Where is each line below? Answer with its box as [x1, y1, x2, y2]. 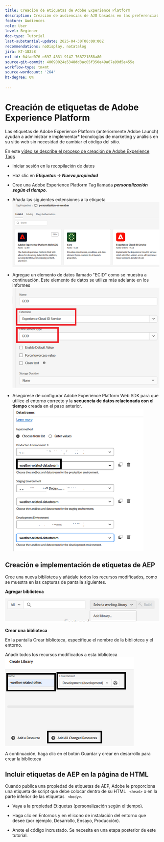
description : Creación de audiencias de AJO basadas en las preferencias [5, 13, 159, 18]
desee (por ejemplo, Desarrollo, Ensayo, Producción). [12, 818, 120, 824]
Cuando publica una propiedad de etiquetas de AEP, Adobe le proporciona [5, 783, 156, 789]
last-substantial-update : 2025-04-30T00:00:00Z [5, 39, 104, 44]
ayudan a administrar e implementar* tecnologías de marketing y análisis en [5, 134, 158, 139]
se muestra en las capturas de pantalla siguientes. [5, 579, 107, 585]
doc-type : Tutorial [5, 34, 45, 39]
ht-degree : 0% [5, 75, 34, 80]
